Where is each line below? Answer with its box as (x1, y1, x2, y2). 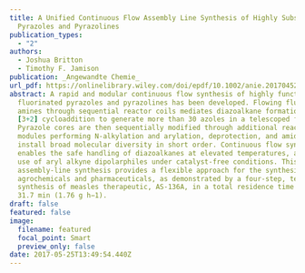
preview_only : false (17, 242, 95, 251)
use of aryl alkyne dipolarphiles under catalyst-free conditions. (17, 157, 279, 167)
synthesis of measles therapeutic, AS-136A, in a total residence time (17, 183, 295, 192)
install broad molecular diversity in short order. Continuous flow (17, 140, 282, 149)
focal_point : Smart (17, 233, 92, 242)
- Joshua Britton (17, 56, 84, 65)
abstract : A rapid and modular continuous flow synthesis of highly (9, 89, 274, 98)
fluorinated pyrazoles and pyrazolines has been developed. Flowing (17, 97, 282, 107)
